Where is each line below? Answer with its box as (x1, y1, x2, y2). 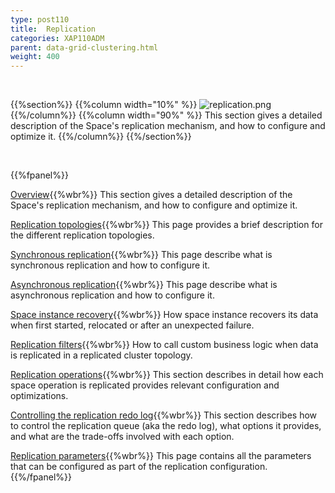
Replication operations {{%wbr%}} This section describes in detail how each (10, 369, 324, 381)
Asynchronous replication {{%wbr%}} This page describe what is (10, 279, 278, 291)
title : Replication (10, 24, 97, 34)
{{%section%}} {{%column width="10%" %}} (10, 99, 198, 111)
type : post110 (10, 14, 70, 25)
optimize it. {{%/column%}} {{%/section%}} (10, 131, 192, 143)
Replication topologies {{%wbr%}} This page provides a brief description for (10, 219, 323, 231)
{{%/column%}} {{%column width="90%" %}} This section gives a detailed (10, 109, 323, 121)
